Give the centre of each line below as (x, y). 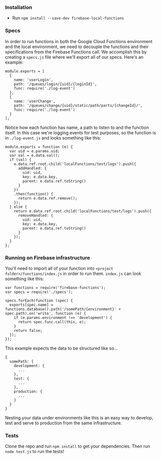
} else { (18, 207)
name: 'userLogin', (34, 80)
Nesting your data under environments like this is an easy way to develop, (79, 417)
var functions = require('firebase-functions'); (55, 288)
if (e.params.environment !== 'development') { (63, 317)
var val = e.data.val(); (35, 155)
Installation (19, 7)
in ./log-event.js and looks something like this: (53, 138)
